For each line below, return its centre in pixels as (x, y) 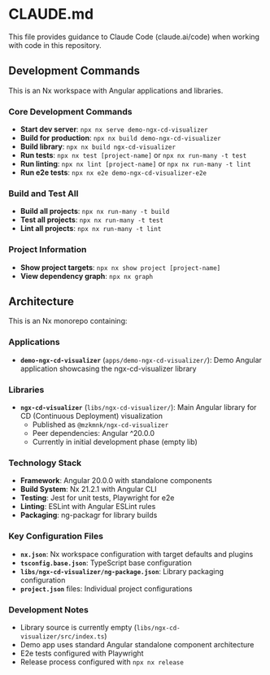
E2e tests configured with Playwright (82, 653)
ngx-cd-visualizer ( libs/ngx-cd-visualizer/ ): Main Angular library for (138, 407)
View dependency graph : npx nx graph (86, 276)
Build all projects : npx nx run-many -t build (95, 211)
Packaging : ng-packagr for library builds (89, 515)
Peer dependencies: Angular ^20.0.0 (94, 433)
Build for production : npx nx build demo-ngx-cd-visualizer (120, 138)
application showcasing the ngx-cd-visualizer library (108, 368)
